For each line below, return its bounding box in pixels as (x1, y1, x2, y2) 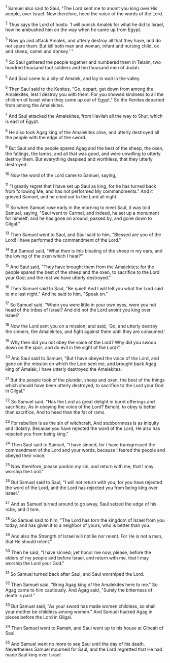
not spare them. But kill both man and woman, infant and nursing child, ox (5, 43, 159, 49)
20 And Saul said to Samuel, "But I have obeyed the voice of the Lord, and (5, 354, 159, 362)
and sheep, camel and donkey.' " (5, 48, 74, 54)
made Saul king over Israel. (5, 651, 62, 657)
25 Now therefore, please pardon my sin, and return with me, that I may (5, 462, 154, 469)
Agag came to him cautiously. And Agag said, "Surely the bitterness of (5, 587, 153, 593)
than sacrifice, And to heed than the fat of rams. (5, 409, 106, 415)
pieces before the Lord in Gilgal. (5, 614, 73, 620)
